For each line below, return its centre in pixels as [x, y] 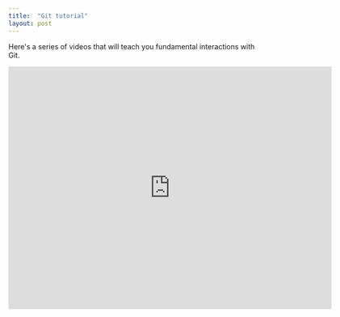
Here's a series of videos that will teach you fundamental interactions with [132, 46]
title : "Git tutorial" [48, 16]
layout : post [30, 23]
